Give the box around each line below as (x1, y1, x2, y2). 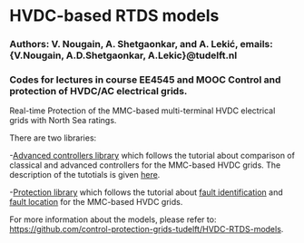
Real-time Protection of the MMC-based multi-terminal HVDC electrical (9, 105, 276, 116)
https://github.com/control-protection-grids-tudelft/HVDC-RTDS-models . (9, 224, 284, 235)
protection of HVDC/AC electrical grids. (9, 85, 188, 98)
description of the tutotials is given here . (9, 170, 161, 180)
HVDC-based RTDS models (9, 5, 220, 26)
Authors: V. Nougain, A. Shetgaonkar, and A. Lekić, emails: (9, 38, 274, 51)
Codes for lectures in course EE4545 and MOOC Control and (9, 73, 281, 86)
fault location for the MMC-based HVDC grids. (9, 197, 183, 208)
